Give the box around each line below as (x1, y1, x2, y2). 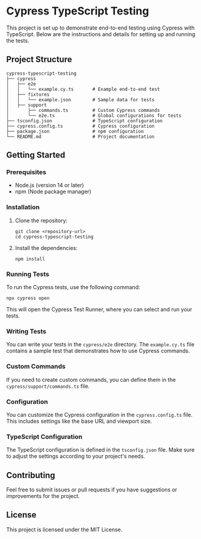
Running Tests (6, 270, 49, 278)
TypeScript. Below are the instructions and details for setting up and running (6, 30, 196, 37)
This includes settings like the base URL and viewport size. (6, 417, 152, 425)
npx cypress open (6, 295, 50, 302)
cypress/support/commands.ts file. (6, 382, 90, 390)
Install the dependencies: (14, 244, 78, 251)
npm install (14, 256, 45, 262)
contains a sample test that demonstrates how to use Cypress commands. (6, 347, 190, 355)
